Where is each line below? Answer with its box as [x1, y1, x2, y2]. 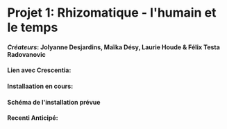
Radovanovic [7, 50, 47, 58]
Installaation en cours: [7, 82, 74, 90]
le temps [7, 19, 58, 35]
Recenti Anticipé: [7, 114, 58, 122]
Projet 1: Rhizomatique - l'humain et [7, 5, 217, 21]
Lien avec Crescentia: [7, 66, 72, 74]
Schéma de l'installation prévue [7, 98, 101, 106]
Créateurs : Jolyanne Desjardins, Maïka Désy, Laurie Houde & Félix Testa [7, 43, 220, 51]
